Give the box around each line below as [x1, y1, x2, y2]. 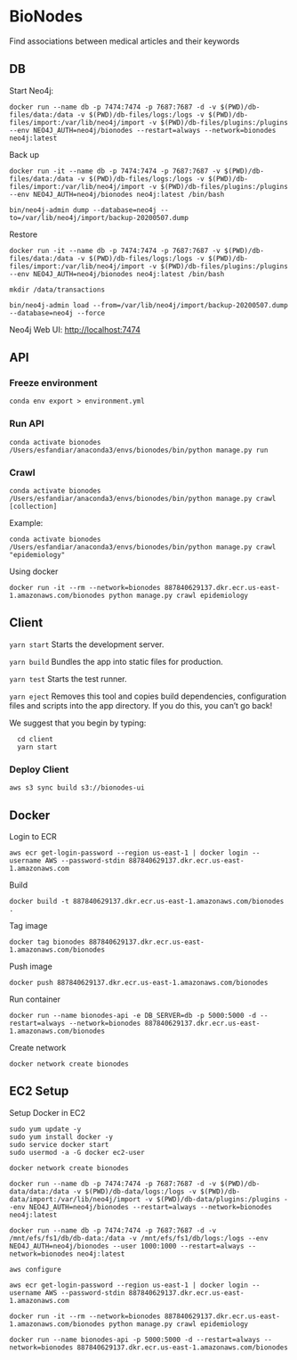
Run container [9, 994, 60, 1004]
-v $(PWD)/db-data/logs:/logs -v [72, 1187, 197, 1196]
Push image [9, 961, 53, 971]
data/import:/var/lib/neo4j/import [9, 1194, 141, 1204]
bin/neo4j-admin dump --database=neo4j [9, 205, 157, 215]
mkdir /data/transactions [9, 285, 105, 294]
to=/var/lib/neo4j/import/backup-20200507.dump [9, 213, 189, 222]
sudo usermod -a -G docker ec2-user [9, 1148, 145, 1157]
